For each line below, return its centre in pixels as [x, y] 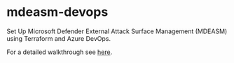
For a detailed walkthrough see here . [60, 52]
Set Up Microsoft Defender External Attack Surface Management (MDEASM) [117, 31]
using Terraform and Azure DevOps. [59, 38]
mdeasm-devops [57, 12]
